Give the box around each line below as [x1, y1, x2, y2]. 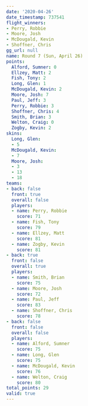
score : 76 [17, 368, 41, 374]
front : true [11, 191, 41, 197]
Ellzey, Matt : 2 [11, 70, 51, 76]
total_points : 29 [6, 385, 49, 391]
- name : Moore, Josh [11, 285, 62, 292]
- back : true [6, 252, 38, 258]
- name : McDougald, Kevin [11, 363, 76, 369]
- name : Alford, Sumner [11, 341, 70, 347]
